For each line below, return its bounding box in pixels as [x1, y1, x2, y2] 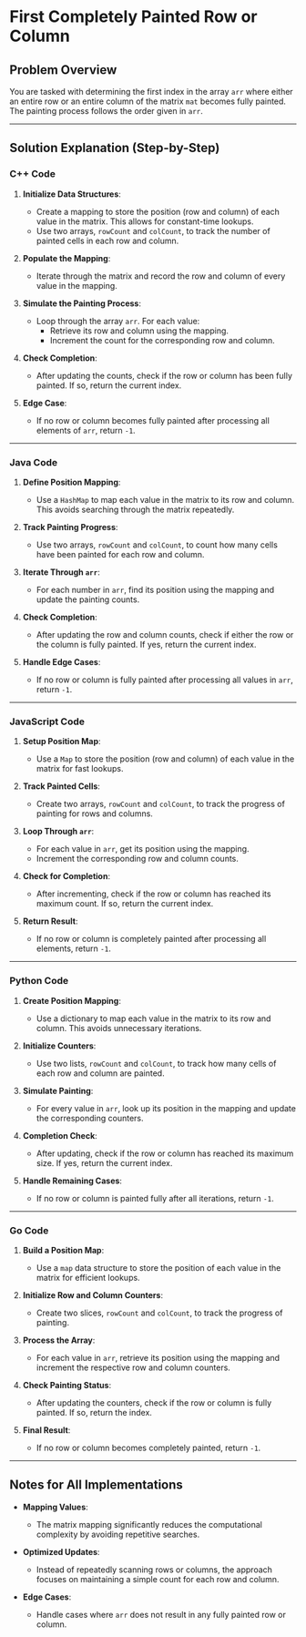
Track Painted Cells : [22, 781, 100, 792]
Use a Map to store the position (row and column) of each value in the [36, 753, 295, 764]
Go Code [9, 1223, 49, 1236]
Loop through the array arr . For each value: [36, 315, 200, 326]
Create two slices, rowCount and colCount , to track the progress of [36, 1307, 283, 1318]
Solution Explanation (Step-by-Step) [9, 140, 220, 156]
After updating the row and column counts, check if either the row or [36, 629, 294, 639]
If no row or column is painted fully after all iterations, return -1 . [36, 1192, 275, 1203]
